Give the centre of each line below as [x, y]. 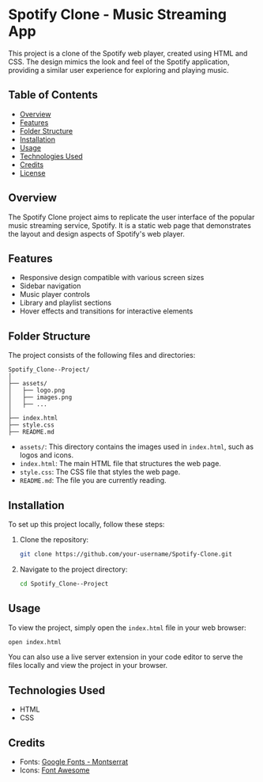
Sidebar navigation [50, 286]
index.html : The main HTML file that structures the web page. [120, 464]
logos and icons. [47, 455]
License [32, 173]
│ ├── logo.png [37, 391]
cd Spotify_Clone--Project [64, 583]
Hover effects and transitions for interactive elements [106, 311]
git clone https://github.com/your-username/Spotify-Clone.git [126, 554]
